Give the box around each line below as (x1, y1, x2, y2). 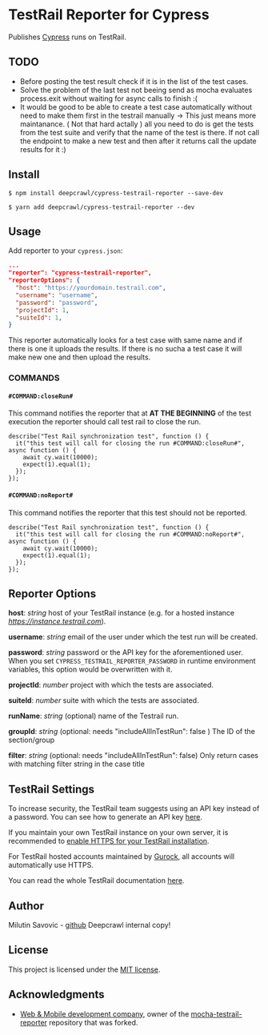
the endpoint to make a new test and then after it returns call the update (19, 136, 258, 146)
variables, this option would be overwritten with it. (8, 664, 173, 674)
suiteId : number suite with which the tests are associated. (8, 696, 199, 705)
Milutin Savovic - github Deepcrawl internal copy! (8, 921, 171, 930)
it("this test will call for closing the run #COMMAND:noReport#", (15, 530, 246, 538)
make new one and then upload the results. (8, 352, 151, 362)
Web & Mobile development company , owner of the (19, 1009, 190, 1018)
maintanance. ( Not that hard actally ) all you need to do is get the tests (19, 118, 254, 129)
